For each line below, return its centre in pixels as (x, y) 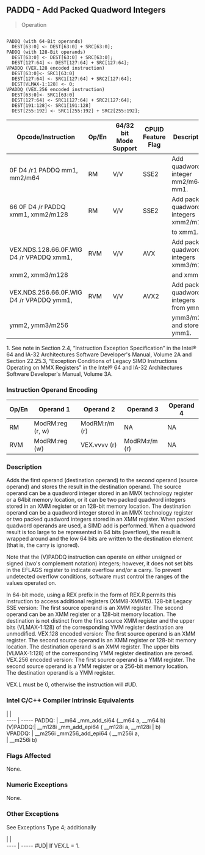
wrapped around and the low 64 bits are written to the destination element (100, 539)
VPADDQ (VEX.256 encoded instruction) (56, 89)
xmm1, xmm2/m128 (39, 215)
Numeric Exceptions (37, 785)
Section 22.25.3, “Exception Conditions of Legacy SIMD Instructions (92, 361)
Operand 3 (143, 409)
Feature (154, 137)
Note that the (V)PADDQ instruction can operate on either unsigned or (94, 557)
